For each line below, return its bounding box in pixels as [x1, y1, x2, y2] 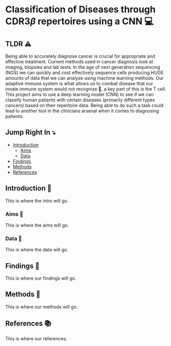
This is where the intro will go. [5, 197, 69, 204]
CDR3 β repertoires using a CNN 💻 [5, 15, 154, 27]
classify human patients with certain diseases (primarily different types [5, 97, 155, 103]
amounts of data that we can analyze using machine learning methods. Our [5, 75, 164, 81]
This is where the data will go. [5, 247, 69, 253]
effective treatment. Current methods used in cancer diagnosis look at [5, 59, 154, 65]
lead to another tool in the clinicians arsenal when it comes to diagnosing [5, 108, 159, 114]
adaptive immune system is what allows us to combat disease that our [5, 81, 154, 86]
